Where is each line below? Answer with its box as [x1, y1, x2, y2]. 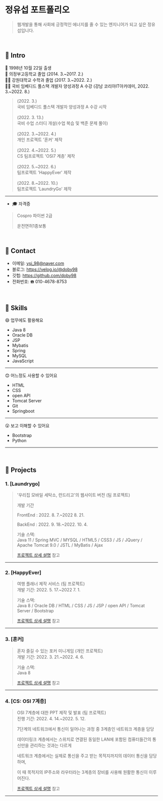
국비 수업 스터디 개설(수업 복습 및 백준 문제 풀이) [16, 120, 108, 126]
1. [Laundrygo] [5, 480, 40, 487]
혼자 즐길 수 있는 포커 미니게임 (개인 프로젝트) [16, 648, 103, 654]
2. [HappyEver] [5, 569, 42, 576]
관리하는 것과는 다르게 [30, 742, 72, 748]
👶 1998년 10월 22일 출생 [5, 65, 52, 71]
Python [12, 438, 27, 444]
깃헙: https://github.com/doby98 [12, 272, 77, 278]
